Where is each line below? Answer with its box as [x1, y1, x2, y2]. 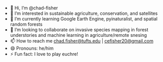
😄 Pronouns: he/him [10, 45, 54, 51]
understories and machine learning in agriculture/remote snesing [10, 32, 147, 38]
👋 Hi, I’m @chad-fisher [10, 5, 58, 11]
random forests [10, 21, 42, 27]
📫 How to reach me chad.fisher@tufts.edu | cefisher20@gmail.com [10, 38, 154, 44]
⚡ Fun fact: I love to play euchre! [10, 51, 78, 57]
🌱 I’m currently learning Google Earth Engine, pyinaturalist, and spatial [10, 16, 157, 22]
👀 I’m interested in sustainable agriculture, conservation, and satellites [10, 10, 158, 16]
